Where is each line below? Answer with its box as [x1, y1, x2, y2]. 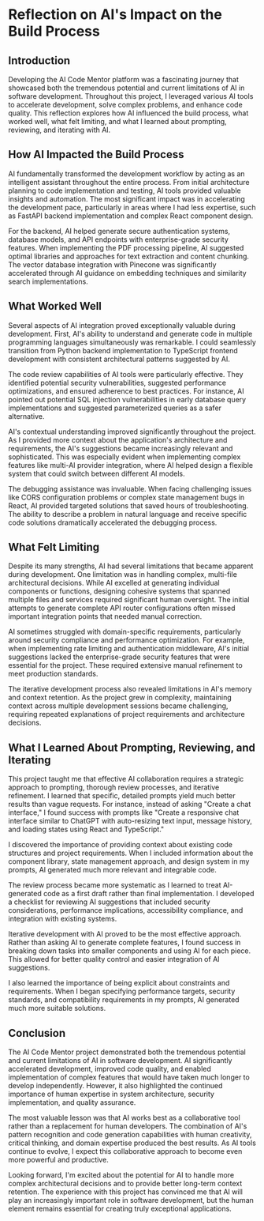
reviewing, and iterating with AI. [8, 125, 111, 134]
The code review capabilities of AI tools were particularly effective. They [8, 369, 244, 379]
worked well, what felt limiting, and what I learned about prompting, [8, 117, 227, 126]
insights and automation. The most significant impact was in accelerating [8, 194, 246, 203]
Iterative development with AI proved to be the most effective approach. [8, 929, 242, 939]
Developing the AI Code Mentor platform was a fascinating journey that [8, 75, 239, 84]
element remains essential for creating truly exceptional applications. [8, 1204, 232, 1214]
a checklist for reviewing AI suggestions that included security [8, 897, 210, 906]
